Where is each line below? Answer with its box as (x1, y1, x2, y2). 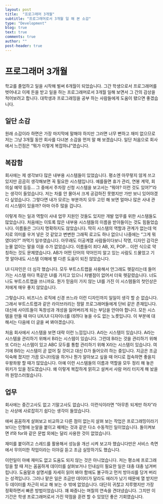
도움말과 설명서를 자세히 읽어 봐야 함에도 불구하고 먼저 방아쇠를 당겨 (19, 469, 148, 475)
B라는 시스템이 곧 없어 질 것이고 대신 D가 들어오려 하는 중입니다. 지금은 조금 (14, 348, 157, 354)
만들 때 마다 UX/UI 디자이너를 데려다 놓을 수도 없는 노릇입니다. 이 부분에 (14, 313, 150, 319)
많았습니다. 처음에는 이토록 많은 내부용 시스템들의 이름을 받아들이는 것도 (5, 219, 142, 225)
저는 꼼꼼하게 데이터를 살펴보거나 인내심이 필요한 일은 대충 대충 (24, 464, 144, 469)
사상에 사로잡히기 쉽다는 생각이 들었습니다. (10, 408, 91, 413)
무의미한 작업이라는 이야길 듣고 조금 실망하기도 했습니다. (14, 447, 121, 452)
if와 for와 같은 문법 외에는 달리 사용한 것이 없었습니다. (10, 430, 112, 436)
